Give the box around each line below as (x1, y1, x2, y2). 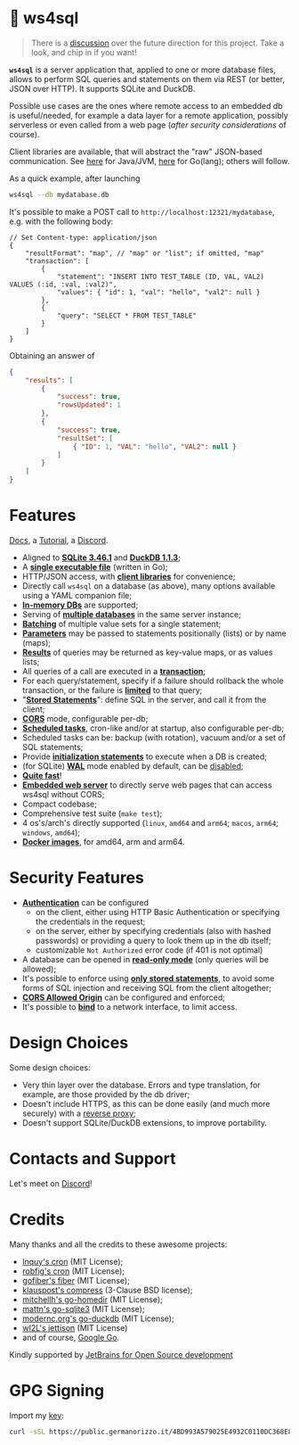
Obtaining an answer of (9, 350, 95, 360)
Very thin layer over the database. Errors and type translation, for (21, 1079, 261, 1090)
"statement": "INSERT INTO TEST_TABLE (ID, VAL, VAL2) (56, 272, 265, 281)
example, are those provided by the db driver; (21, 1088, 190, 1100)
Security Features (9, 868, 144, 888)
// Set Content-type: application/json (9, 233, 158, 242)
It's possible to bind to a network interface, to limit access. (21, 1001, 238, 1011)
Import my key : (9, 1409, 65, 1421)
